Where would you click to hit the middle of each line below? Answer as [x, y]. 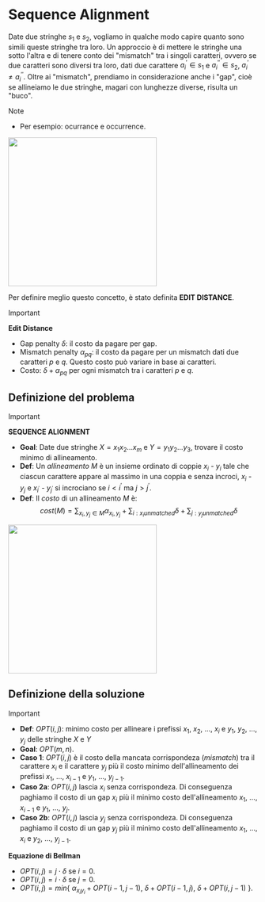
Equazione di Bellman [44, 855]
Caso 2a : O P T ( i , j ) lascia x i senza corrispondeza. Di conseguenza [126, 788]
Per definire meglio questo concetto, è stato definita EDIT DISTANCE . [121, 297]
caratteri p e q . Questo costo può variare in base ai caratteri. [118, 362]
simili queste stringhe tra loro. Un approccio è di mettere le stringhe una [125, 47]
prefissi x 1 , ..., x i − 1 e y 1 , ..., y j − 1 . [72, 777]
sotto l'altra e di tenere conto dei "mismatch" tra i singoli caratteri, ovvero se [132, 55]
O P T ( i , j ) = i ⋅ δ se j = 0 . [57, 879]
